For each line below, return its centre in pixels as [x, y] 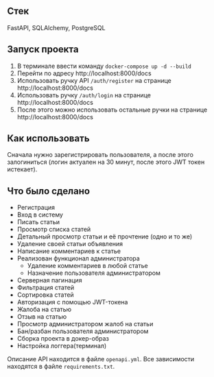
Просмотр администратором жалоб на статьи [85, 324]
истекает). [22, 169]
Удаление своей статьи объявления [70, 244]
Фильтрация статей [46, 288]
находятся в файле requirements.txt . [61, 367]
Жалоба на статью [44, 309]
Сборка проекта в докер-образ [63, 339]
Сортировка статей [45, 295]
